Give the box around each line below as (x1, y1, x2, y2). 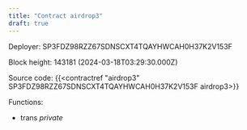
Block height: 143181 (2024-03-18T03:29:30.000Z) (8, 57, 178, 67)
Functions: (8, 97, 44, 107)
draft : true (8, 19, 49, 27)
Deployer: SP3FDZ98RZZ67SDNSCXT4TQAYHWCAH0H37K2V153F (8, 41, 233, 51)
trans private (19, 112, 63, 122)
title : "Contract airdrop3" (8, 11, 104, 20)
